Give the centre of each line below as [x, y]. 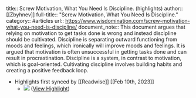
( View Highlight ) [50, 89]
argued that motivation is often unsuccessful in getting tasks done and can [96, 52]
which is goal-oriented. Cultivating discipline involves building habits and [94, 64]
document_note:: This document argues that [132, 27]
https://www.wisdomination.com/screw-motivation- [128, 21]
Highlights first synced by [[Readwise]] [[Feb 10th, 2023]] [84, 82]
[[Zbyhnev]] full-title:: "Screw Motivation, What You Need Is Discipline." [92, 15]
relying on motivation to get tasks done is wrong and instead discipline [92, 33]
